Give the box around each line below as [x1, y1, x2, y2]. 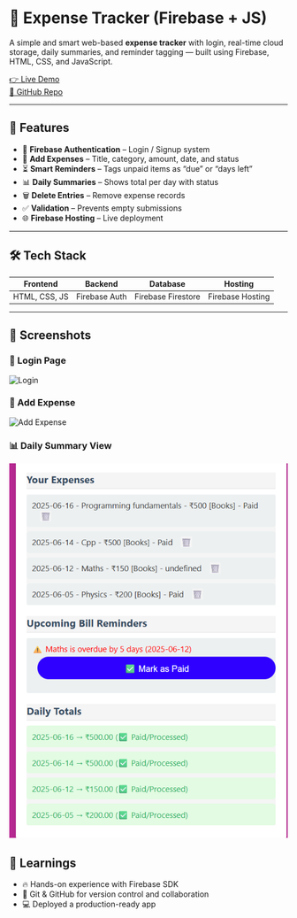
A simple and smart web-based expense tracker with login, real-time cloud [9, 37, 284, 48]
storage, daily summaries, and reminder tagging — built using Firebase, [9, 46, 270, 57]
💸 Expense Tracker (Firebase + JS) [9, 8, 268, 28]
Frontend [23, 279, 58, 289]
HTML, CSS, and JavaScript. [9, 56, 113, 66]
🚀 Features [9, 120, 70, 135]
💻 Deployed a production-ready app [21, 899, 156, 910]
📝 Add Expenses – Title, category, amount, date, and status [21, 153, 240, 164]
